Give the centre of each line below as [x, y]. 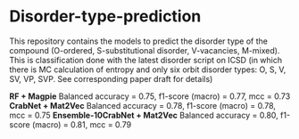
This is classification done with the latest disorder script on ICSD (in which [146, 60]
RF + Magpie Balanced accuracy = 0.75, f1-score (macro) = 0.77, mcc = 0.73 [150, 96]
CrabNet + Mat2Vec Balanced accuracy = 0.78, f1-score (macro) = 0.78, [143, 105]
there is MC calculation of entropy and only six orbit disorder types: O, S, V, [148, 69]
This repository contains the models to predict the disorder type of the [138, 41]
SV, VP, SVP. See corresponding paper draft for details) [111, 78]
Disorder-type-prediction [105, 16]
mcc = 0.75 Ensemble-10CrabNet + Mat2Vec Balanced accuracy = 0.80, [144, 115]
